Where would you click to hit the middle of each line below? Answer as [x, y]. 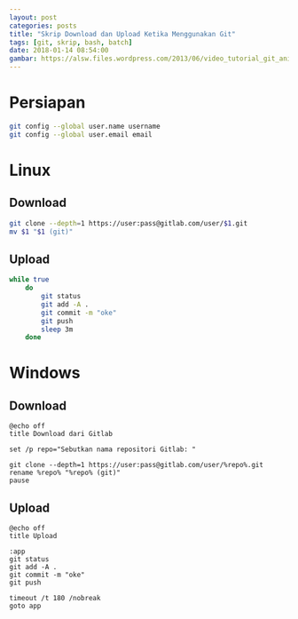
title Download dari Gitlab [61, 434]
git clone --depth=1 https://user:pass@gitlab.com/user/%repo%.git [137, 465]
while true [29, 280]
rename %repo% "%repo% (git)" [65, 473]
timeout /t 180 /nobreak [55, 599]
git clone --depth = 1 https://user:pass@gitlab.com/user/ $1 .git [129, 223]
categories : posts [43, 26]
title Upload [33, 536]
